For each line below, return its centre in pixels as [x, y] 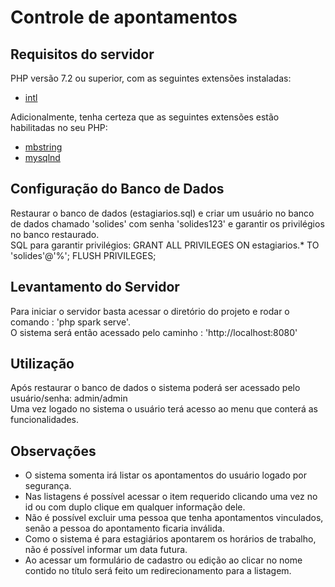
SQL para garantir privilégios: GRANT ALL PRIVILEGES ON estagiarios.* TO [165, 245]
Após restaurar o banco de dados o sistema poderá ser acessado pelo [155, 388]
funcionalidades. [45, 420]
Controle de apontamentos [124, 17]
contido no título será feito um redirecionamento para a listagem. [158, 571]
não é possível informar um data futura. [106, 550]
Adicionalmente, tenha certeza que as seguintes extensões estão [145, 117]
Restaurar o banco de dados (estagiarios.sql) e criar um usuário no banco [162, 213]
